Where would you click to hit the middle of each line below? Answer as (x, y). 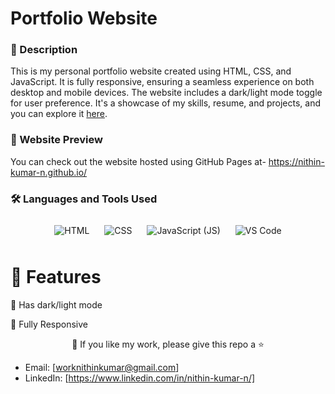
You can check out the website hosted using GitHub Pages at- (138, 161)
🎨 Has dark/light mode (56, 305)
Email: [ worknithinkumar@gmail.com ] (102, 368)
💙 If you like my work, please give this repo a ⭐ (168, 344)
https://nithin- (296, 161)
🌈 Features (56, 277)
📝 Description (44, 50)
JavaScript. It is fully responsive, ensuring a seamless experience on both (162, 82)
